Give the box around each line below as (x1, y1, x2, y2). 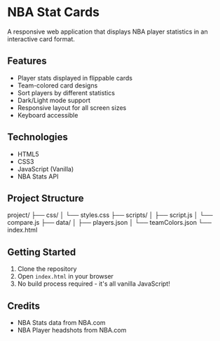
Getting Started (7, 246, 76, 258)
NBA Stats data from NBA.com (17, 319, 106, 326)
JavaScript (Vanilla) (17, 165, 74, 173)
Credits (7, 300, 41, 312)
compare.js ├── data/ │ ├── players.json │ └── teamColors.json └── (7, 218, 212, 227)
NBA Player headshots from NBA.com (17, 326, 127, 334)
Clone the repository (17, 265, 77, 273)
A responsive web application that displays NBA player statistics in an (7, 27, 208, 36)
